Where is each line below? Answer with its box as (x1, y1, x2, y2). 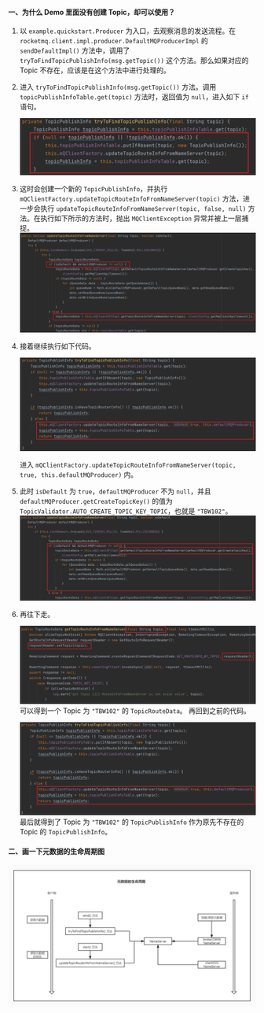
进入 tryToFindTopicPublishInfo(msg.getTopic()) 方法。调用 (19, 83, 217, 92)
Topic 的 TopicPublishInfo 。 (19, 827, 112, 837)
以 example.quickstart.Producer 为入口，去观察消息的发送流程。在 (19, 26, 236, 35)
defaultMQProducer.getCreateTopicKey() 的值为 (19, 496, 173, 505)
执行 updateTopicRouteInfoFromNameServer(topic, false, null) (40, 203, 247, 213)
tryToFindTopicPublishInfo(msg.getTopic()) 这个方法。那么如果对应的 (19, 56, 249, 65)
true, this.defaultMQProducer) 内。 (19, 469, 138, 479)
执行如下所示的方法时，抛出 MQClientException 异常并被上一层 (40, 213, 242, 223)
